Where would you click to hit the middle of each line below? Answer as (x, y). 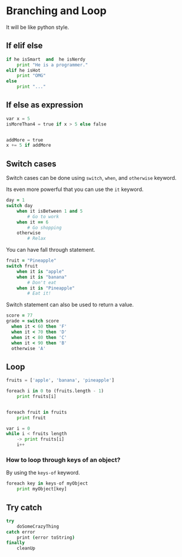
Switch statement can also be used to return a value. (70, 305)
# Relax (37, 239)
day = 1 (16, 200)
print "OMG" (31, 76)
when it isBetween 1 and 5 (50, 211)
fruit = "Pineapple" (32, 261)
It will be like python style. (38, 27)
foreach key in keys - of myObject (47, 484)
